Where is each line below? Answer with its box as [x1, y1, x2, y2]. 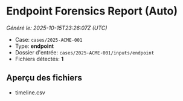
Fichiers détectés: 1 [14, 55, 64, 62]
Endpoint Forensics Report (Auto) [6, 4, 178, 18]
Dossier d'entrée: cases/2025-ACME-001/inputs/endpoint [14, 48, 155, 56]
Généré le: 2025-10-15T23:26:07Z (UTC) [6, 24, 108, 31]
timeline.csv [14, 89, 45, 96]
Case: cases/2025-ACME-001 [14, 36, 83, 43]
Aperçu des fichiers [6, 73, 83, 83]
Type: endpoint [14, 42, 54, 50]
